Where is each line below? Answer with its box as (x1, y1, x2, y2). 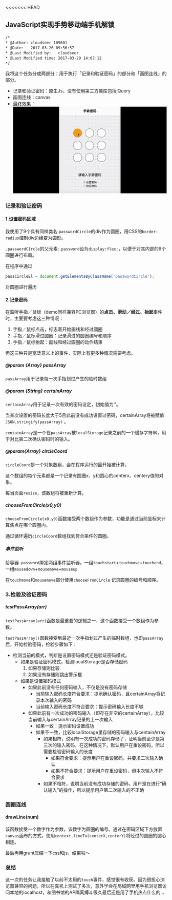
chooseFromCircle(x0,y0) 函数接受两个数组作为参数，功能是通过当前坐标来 (5, 515, 161, 522)
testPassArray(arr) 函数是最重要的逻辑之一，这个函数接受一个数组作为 (5, 617, 155, 623)
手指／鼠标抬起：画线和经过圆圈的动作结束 (12, 339, 103, 346)
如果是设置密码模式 (20, 678, 61, 684)
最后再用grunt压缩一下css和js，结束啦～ (5, 850, 91, 856)
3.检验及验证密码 (5, 590, 48, 598)
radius (5, 236, 19, 241)
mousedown (14, 567, 35, 572)
